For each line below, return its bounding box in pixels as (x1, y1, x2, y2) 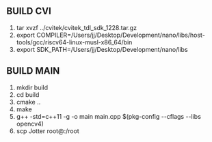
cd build (16, 90, 40, 98)
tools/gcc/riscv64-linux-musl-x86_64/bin (16, 38, 133, 46)
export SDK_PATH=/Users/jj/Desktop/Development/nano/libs (16, 45, 189, 53)
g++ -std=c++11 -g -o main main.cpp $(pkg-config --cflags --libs (16, 112, 201, 120)
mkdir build (16, 83, 49, 91)
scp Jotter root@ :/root (16, 126, 79, 135)
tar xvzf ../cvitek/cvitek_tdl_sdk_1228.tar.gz (16, 23, 137, 31)
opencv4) (16, 119, 44, 128)
